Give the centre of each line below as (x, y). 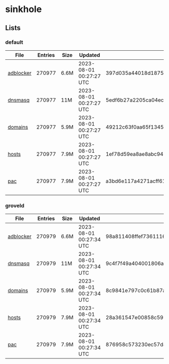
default (14, 42)
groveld (15, 206)
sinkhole (23, 9)
